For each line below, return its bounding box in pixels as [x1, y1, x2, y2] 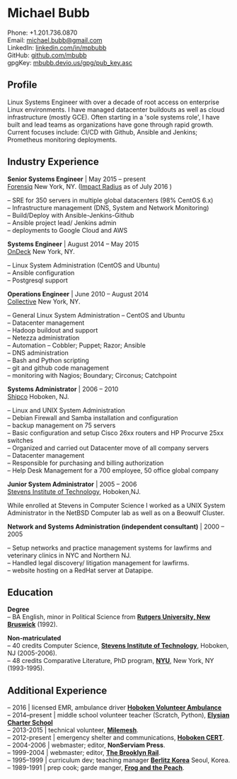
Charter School [7, 718, 53, 727]
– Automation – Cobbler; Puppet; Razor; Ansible [7, 341, 146, 350]
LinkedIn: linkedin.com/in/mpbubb [7, 43, 107, 52]
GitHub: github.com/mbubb [7, 51, 87, 59]
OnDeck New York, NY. [7, 247, 76, 255]
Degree [7, 605, 30, 613]
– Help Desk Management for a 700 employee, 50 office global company [7, 466, 219, 475]
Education [7, 586, 54, 599]
